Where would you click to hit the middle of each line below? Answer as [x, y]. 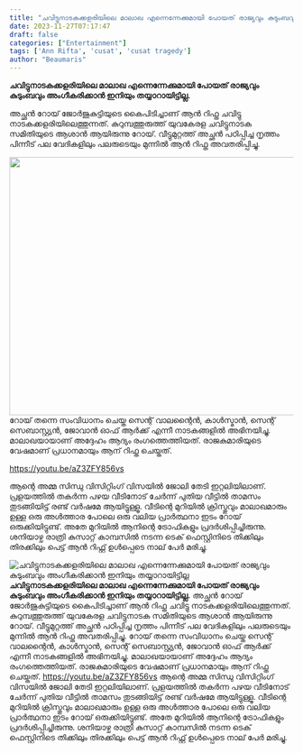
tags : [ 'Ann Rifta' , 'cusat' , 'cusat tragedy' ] [101, 51]
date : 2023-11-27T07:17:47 [60, 26]
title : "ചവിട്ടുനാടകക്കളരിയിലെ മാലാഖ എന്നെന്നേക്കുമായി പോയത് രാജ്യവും [137, 18]
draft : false [34, 34]
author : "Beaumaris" [48, 60]
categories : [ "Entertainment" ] [68, 43]
